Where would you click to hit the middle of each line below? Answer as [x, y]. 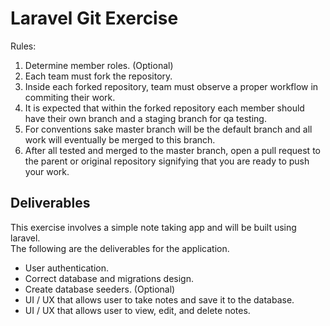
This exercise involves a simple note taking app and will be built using [153, 227]
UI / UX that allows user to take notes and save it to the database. [159, 299]
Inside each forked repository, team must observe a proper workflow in [171, 86]
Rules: [23, 46]
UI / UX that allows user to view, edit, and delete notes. [137, 310]
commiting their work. [70, 97]
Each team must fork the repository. [98, 76]
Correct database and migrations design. [109, 278]
